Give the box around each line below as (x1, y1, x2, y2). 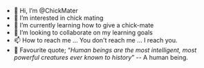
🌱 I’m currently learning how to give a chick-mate (13, 21, 154, 29)
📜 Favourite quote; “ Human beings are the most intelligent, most (13, 46, 197, 54)
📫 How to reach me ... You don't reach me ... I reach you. (13, 36, 178, 44)
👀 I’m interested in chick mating (13, 14, 104, 22)
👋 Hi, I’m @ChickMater (13, 7, 78, 14)
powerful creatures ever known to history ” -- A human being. (13, 54, 189, 61)
